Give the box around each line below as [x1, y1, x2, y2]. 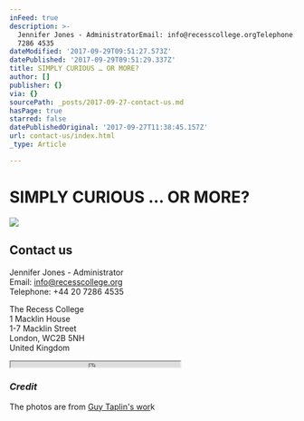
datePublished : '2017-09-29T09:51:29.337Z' [9, 55, 176, 64]
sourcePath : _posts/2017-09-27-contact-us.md [9, 97, 184, 107]
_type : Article [9, 140, 67, 149]
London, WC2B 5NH [9, 332, 85, 343]
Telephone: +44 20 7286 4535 [9, 286, 124, 297]
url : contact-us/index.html [9, 132, 116, 141]
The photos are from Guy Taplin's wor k [9, 401, 156, 412]
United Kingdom [9, 342, 71, 353]
